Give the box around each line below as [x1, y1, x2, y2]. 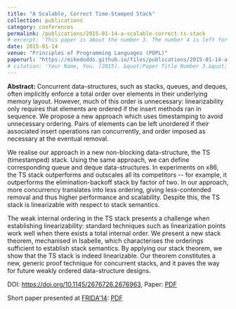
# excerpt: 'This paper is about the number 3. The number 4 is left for [7, 37, 228, 44]
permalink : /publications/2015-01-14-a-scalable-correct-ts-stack [7, 30, 206, 37]
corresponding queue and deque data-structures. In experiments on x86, [7, 163, 219, 171]
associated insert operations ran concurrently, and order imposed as [7, 127, 206, 135]
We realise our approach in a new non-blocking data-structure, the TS [7, 148, 211, 156]
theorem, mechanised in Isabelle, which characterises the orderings [7, 237, 204, 245]
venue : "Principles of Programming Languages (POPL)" [7, 50, 169, 57]
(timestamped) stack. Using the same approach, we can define [7, 156, 190, 164]
